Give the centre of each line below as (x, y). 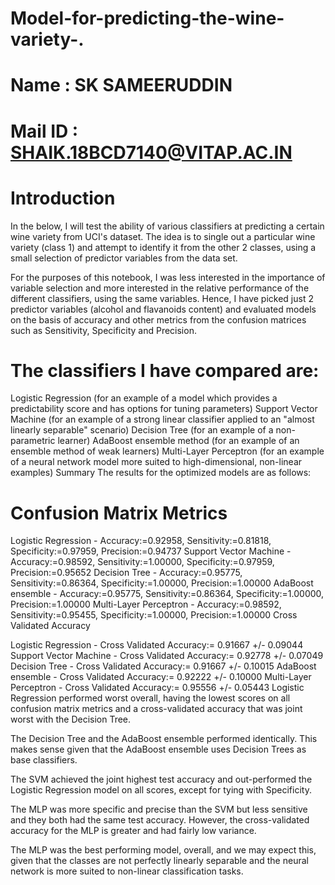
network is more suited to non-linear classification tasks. (127, 871)
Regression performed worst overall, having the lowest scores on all (150, 698)
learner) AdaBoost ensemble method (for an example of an (178, 441)
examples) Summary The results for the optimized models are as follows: (161, 473)
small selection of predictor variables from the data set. (124, 258)
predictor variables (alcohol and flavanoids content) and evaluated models (163, 309)
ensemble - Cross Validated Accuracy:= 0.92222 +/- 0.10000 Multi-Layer (161, 677)
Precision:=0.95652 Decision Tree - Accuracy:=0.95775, (126, 573)
